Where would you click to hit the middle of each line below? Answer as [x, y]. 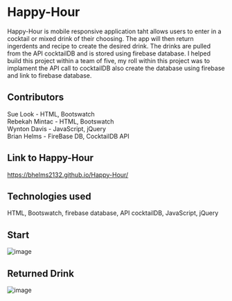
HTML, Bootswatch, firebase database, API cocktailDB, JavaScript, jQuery [113, 213]
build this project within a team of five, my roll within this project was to [108, 60]
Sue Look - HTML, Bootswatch [51, 114]
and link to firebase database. [50, 75]
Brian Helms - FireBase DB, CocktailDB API [68, 136]
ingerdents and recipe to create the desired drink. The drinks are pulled [109, 46]
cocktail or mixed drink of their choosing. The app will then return [100, 38]
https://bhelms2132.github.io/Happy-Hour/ [68, 175]
